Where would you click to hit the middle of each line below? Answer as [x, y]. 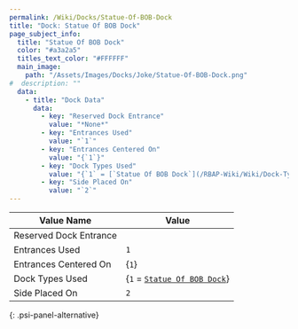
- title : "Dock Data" [65, 100]
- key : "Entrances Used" [87, 133]
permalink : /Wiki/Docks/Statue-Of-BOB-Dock [91, 17]
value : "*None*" [78, 125]
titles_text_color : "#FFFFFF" [73, 59]
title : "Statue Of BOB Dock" [71, 42]
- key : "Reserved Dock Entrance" [103, 116]
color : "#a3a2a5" [49, 51]
